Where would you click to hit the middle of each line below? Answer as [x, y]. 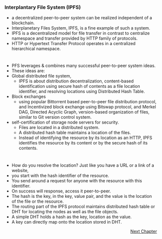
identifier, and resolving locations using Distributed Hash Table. [82, 92]
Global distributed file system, [41, 76]
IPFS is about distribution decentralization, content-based [76, 81]
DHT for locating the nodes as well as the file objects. [65, 211]
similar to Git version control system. [55, 117]
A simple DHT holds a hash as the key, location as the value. [72, 217]
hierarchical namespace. [36, 49]
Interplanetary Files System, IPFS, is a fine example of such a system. [81, 28]
